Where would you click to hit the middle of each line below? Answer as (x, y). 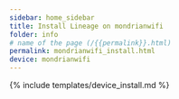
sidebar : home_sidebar (52, 18)
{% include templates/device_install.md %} (89, 85)
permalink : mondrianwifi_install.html (82, 51)
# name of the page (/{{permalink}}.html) (90, 43)
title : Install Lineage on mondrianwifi (87, 26)
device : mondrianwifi (50, 59)
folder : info (34, 34)
